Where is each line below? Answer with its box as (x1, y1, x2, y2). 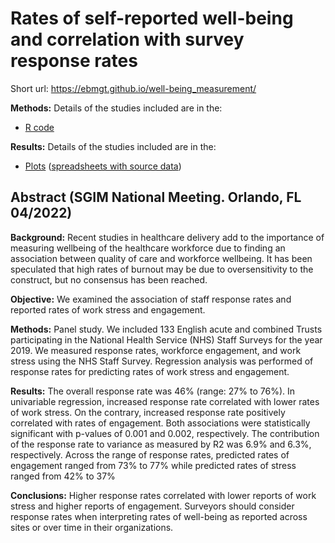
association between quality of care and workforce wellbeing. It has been (10, 252, 313, 264)
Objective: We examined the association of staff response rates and (10, 293, 292, 305)
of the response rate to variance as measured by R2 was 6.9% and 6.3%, (10, 438, 312, 450)
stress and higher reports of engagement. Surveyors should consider (10, 500, 295, 512)
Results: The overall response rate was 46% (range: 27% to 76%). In (10, 385, 295, 397)
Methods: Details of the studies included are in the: (10, 102, 223, 114)
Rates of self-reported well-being (10, 7, 294, 30)
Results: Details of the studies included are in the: (10, 140, 217, 152)
